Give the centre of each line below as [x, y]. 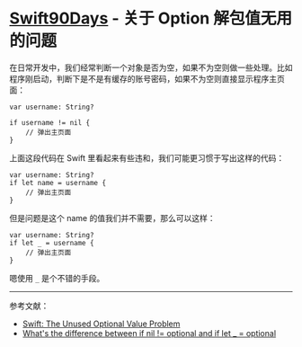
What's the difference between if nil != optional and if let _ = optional [149, 333]
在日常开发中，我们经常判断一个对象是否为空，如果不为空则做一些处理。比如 [151, 67]
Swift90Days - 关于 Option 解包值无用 [151, 18]
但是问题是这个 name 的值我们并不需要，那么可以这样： [112, 218]
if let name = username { [58, 182]
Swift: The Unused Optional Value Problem [101, 324]
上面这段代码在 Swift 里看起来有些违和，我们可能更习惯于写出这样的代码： [147, 157]
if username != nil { [50, 122]
